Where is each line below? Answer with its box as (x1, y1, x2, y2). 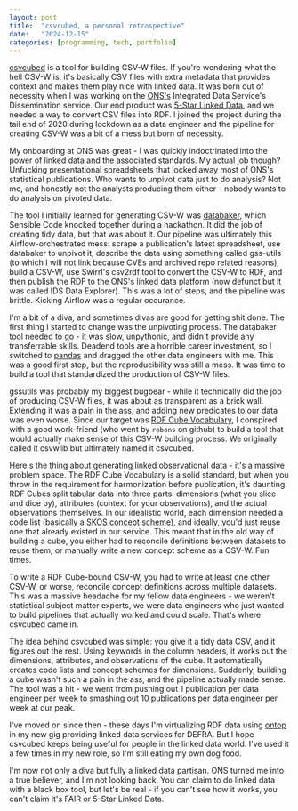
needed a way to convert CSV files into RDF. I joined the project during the (9, 109, 282, 120)
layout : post (9, 12, 58, 22)
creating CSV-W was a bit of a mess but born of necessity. (9, 128, 224, 139)
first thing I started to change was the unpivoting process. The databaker (9, 322, 278, 333)
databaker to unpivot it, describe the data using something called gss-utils (9, 248, 282, 259)
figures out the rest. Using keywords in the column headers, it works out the (9, 646, 288, 656)
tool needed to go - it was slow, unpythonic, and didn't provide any (9, 331, 254, 342)
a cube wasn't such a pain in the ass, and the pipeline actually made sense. (9, 674, 286, 685)
